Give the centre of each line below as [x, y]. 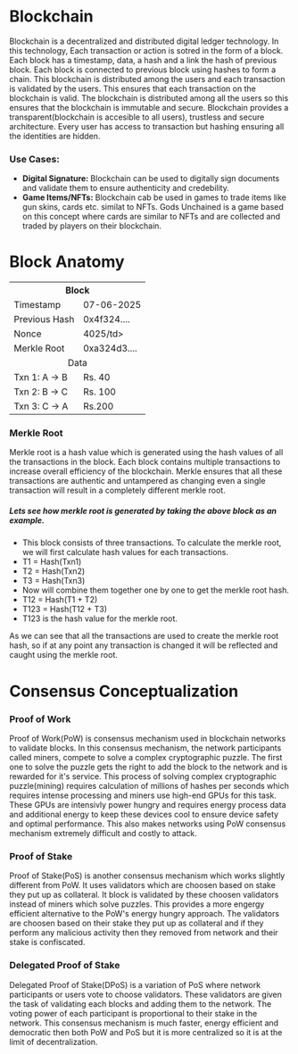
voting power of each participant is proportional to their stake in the [133, 1013]
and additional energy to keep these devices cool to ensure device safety [144, 814]
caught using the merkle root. [63, 655]
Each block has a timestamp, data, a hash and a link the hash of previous [143, 60]
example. [27, 520]
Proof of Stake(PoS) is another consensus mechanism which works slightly [147, 876]
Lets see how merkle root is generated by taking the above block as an [143, 511]
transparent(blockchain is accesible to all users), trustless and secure [137, 117]
